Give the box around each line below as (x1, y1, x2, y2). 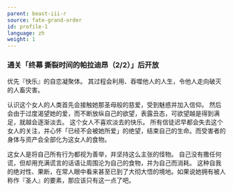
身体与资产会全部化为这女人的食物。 (7, 135, 111, 144)
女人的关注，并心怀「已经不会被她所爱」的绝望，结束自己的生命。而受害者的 (7, 126, 226, 135)
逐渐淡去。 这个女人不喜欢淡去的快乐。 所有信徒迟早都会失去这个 (37, 118, 223, 126)
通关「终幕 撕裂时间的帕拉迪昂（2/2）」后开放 (7, 60, 159, 70)
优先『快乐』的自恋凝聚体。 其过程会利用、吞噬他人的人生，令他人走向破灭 (7, 77, 222, 85)
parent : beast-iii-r (7, 10, 67, 17)
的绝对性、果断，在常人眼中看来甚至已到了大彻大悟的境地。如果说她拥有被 (7, 167, 220, 176)
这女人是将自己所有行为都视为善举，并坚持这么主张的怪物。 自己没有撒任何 (7, 150, 222, 158)
